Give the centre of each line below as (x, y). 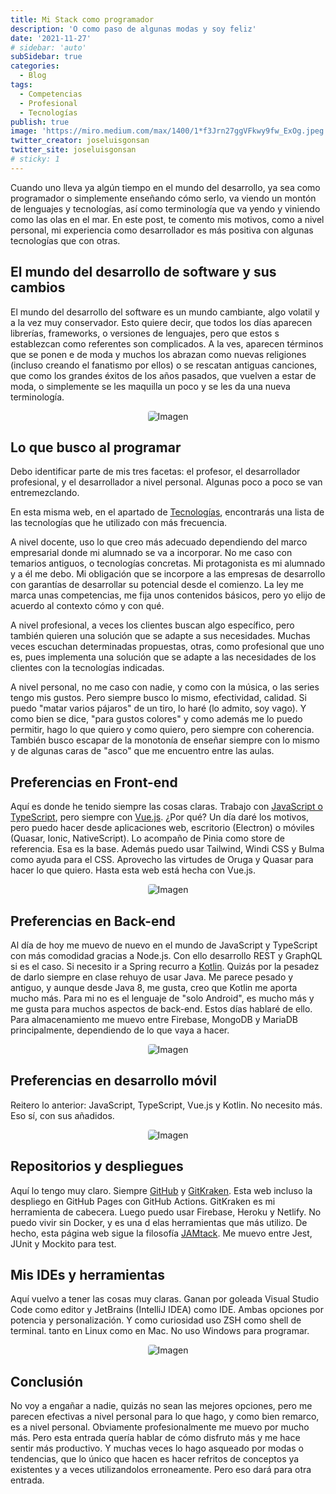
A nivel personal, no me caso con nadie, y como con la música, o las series (165, 687)
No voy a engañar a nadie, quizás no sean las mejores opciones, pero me (161, 1406)
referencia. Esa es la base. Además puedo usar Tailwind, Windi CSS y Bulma (167, 849)
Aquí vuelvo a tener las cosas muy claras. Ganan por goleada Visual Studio (165, 1299)
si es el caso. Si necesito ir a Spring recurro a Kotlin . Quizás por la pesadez (165, 966)
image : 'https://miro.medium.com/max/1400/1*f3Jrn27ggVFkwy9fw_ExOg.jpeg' (169, 131)
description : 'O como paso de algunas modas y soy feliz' (133, 29)
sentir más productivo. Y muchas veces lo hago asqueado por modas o (157, 1448)
